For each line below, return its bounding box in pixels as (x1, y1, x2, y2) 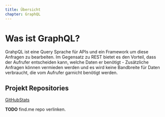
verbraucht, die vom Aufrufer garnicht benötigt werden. (5, 70, 118, 76)
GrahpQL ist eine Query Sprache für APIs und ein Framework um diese (5, 49, 149, 55)
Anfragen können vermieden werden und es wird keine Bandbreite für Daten (5, 65, 160, 70)
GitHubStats (5, 97, 30, 103)
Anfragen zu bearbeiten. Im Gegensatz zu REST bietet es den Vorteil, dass (5, 54, 156, 60)
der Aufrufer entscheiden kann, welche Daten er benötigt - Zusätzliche (5, 59, 149, 65)
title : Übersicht (5, 7, 41, 12)
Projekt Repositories (5, 84, 69, 92)
